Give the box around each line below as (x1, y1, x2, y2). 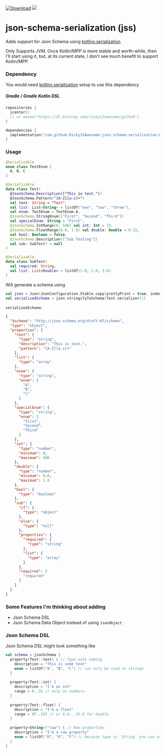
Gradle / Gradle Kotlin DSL (5, 93, 60, 99)
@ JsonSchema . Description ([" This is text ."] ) (10, 191, 102, 196)
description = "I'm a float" (14, 707, 74, 712)
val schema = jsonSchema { (5, 653, 61, 658)
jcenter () (10, 110, 30, 115)
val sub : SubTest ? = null (10, 241, 63, 246)
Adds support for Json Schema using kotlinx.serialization (5, 38, 121, 44)
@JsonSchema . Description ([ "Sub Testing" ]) (10, 236, 98, 242)
